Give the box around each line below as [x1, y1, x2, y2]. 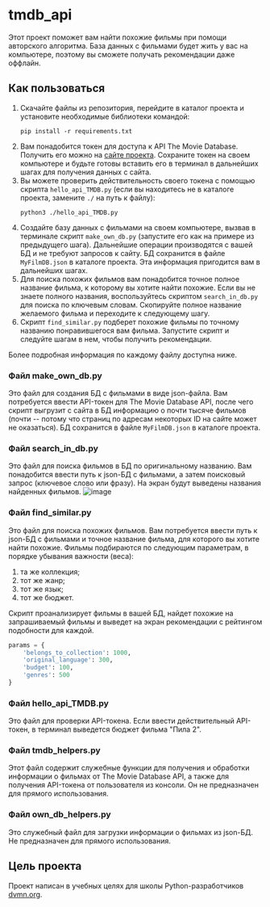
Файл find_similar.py [8, 507, 92, 519]
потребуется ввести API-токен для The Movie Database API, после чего [8, 397, 254, 407]
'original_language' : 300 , [23, 656, 114, 664]
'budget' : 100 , [23, 664, 74, 672]
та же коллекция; [19, 567, 81, 577]
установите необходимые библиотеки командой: [19, 111, 190, 121]
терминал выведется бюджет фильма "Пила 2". [37, 724, 201, 734]
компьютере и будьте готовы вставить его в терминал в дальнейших [19, 158, 260, 168]
